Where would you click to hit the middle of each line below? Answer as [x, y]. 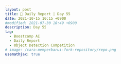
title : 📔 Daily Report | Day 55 [38, 14]
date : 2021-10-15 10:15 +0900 [36, 18]
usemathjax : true [23, 54]
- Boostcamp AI [25, 37]
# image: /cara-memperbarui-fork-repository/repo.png [61, 50]
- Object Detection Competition [42, 45]
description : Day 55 [26, 27]
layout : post [18, 9]
